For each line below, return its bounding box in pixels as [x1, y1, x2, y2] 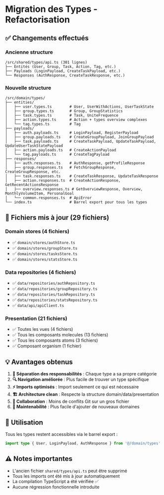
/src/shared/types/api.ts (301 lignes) [5, 60, 88, 65]
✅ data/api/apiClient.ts [12, 303, 64, 309]
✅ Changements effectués [5, 34, 89, 42]
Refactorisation [5, 14, 70, 25]
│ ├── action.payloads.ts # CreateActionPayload [5, 148, 116, 153]
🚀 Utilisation [5, 418, 44, 427]
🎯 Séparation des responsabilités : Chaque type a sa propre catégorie [12, 371, 157, 377]
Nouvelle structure [5, 84, 52, 91]
